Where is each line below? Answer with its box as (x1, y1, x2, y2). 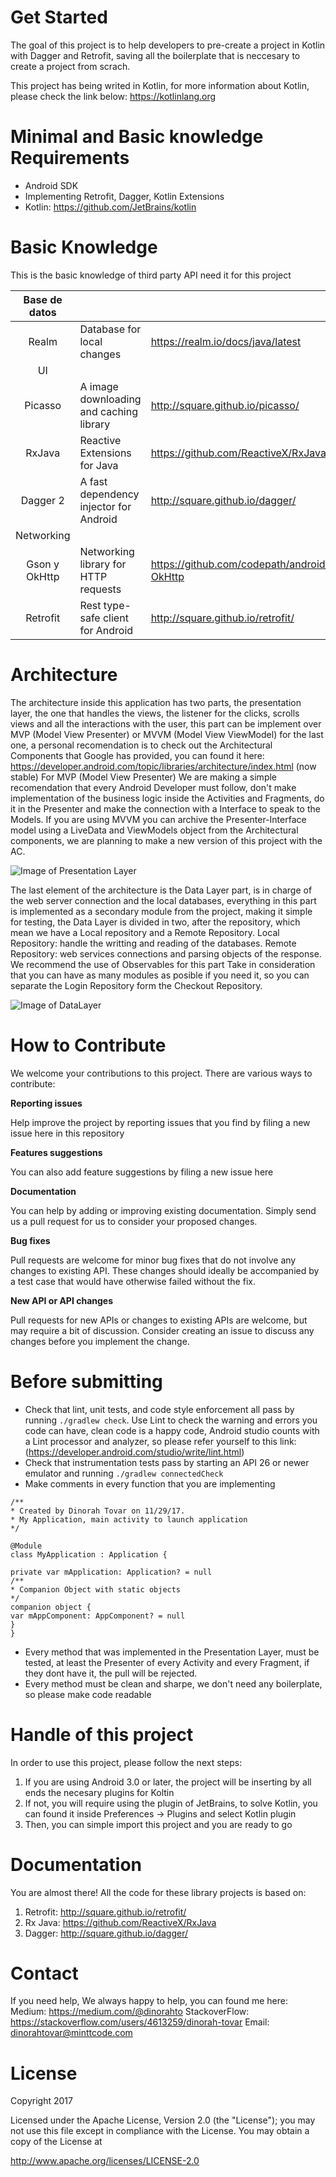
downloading (79, 392, 142, 406)
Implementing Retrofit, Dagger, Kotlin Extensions (24, 190, 225, 202)
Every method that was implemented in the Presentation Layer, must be (24, 1646, 320, 1658)
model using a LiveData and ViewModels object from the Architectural (10, 824, 299, 836)
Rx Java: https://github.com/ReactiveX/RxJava (24, 1916, 217, 1928)
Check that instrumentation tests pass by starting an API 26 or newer (24, 1456, 310, 1468)
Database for (79, 322, 142, 336)
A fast (79, 474, 108, 488)
